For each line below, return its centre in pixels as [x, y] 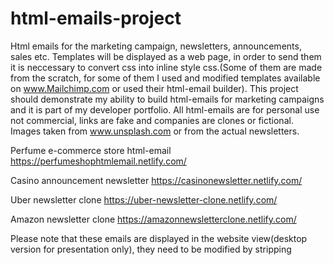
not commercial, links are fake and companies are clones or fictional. [152, 120]
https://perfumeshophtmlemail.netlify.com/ [98, 161]
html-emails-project [96, 18]
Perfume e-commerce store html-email [91, 150]
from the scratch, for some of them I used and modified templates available [165, 78]
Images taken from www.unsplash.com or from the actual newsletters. [155, 131]
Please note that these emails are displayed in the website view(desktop [159, 238]
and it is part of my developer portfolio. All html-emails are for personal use [165, 109]
